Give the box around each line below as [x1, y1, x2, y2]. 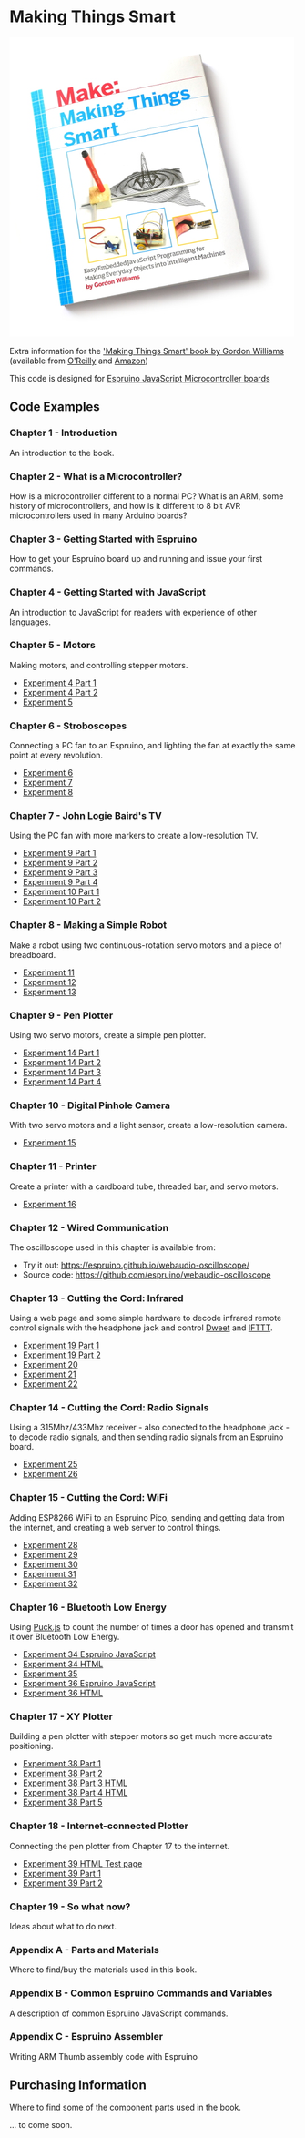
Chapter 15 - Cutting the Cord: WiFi [9, 1492, 168, 1504]
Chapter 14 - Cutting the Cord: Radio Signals [9, 1401, 209, 1414]
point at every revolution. [9, 749, 103, 761]
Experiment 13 [22, 986, 76, 997]
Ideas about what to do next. [9, 1920, 117, 1931]
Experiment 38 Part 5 [22, 1797, 103, 1808]
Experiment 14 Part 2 [22, 1057, 102, 1067]
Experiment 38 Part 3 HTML [22, 1777, 128, 1788]
